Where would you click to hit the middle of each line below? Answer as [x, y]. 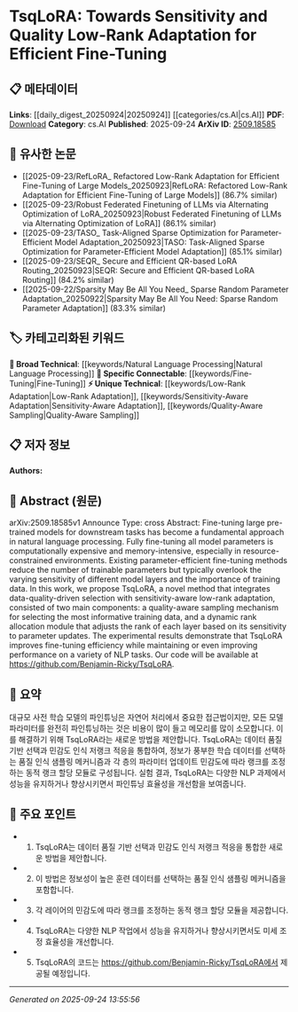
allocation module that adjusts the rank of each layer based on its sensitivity [148, 626]
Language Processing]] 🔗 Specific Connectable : [98, 373]
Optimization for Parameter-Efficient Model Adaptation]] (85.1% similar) [152, 251]
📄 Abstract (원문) [56, 501]
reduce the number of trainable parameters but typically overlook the [135, 570]
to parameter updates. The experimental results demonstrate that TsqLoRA [146, 636]
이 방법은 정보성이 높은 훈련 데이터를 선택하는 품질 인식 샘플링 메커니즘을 [161, 878]
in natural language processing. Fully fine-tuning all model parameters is [141, 542]
